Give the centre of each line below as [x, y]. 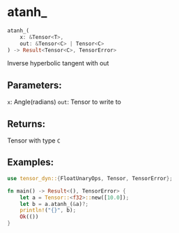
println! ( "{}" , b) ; [48, 210]
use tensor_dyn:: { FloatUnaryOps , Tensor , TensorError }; [90, 178]
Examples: [31, 162]
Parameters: [34, 85]
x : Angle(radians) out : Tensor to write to [64, 102]
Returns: [26, 123]
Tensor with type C [34, 140]
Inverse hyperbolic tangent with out [58, 63]
